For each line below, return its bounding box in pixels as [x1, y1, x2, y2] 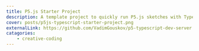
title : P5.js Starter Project [6, 8, 81, 15]
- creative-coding [17, 36, 62, 42]
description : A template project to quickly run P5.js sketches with [6, 14, 182, 20]
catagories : [6, 30, 36, 36]
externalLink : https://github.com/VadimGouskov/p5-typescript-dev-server [6, 25, 192, 31]
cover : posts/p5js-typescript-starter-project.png [6, 19, 134, 25]
